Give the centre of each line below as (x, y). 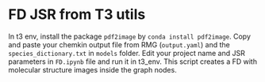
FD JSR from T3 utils (77, 15)
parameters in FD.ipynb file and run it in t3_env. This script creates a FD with (133, 61)
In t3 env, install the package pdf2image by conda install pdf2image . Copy (130, 36)
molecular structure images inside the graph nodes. (92, 69)
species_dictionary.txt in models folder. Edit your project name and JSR (127, 53)
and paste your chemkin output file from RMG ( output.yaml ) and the (119, 44)
